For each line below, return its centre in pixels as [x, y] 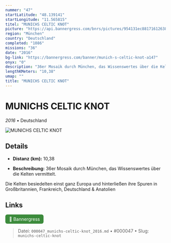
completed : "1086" [25, 43]
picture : [15, 29]
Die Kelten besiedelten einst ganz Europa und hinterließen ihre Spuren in [81, 183]
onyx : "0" [16, 62]
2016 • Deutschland [26, 120]
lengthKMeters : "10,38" [31, 72]
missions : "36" [21, 48]
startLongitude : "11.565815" [36, 19]
